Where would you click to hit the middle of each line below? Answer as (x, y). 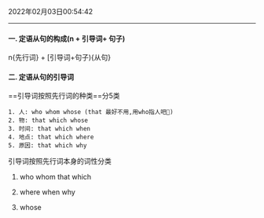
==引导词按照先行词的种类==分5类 (64, 96)
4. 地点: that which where (51, 137)
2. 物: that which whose (48, 120)
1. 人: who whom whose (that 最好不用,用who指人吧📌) (91, 113)
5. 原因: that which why (48, 146)
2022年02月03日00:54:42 (50, 11)
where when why (48, 192)
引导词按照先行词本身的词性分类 (60, 161)
